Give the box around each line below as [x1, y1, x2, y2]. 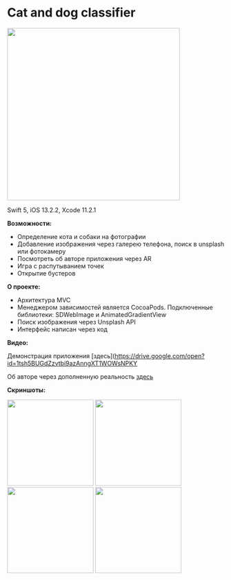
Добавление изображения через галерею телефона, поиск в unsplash [17, 240, 225, 248]
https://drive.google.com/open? [114, 351, 205, 360]
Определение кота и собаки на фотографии [17, 232, 146, 240]
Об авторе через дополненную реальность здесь [7, 372, 154, 380]
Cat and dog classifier [7, 5, 136, 21]
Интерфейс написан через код [17, 325, 108, 333]
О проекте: [7, 282, 41, 291]
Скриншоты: [7, 386, 46, 394]
